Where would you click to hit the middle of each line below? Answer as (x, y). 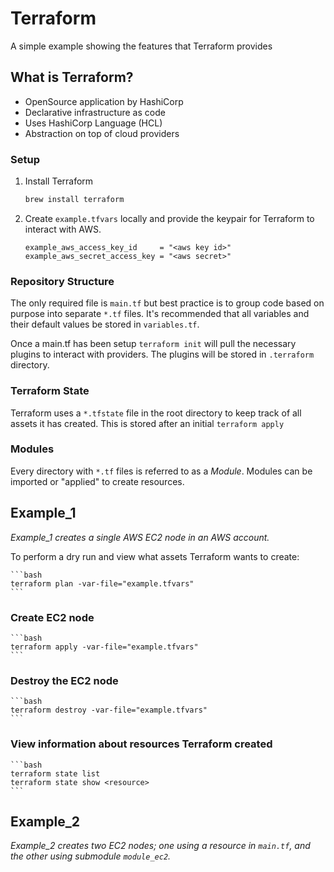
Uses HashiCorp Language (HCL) (93, 123)
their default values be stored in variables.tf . (105, 324)
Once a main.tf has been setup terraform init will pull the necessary (153, 344)
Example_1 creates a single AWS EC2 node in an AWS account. (140, 537)
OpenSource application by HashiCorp (104, 101)
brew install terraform (74, 200)
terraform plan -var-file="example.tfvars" (102, 583)
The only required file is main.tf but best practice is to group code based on (167, 303)
